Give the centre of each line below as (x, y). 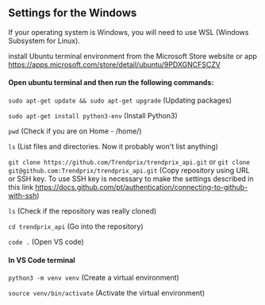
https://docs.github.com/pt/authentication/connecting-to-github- (142, 187)
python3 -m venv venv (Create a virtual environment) (94, 278)
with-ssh (23, 196)
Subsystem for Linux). (44, 41)
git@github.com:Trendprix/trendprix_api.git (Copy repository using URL (129, 171)
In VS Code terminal (42, 260)
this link (21, 187)
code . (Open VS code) (46, 242)
